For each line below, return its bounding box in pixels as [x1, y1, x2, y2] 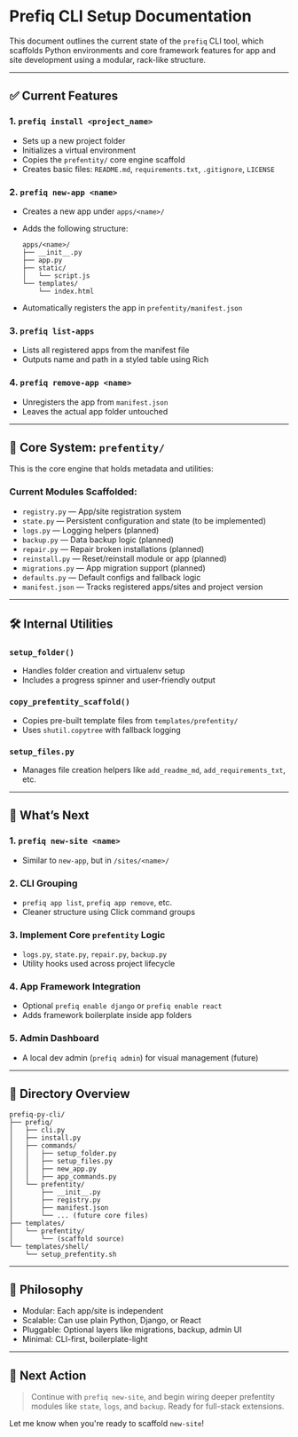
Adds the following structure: [21, 223, 129, 233]
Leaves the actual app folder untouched [21, 406, 169, 416]
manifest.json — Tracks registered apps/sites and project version [21, 581, 263, 592]
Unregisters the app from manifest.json [21, 397, 169, 407]
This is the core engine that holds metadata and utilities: [9, 463, 215, 474]
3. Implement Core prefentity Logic [9, 928, 166, 941]
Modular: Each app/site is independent [21, 1306, 164, 1316]
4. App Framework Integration [9, 981, 141, 993]
